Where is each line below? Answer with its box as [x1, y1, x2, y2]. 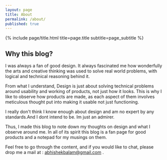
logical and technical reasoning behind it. [5, 73, 90, 79]
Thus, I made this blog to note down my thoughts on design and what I [5, 123, 150, 130]
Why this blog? [5, 49, 53, 58]
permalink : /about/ [5, 16, 46, 21]
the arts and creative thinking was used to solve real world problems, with [5, 68, 157, 74]
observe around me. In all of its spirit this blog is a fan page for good [5, 129, 146, 135]
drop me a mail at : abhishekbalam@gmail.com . [5, 149, 104, 155]
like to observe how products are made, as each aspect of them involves [5, 93, 155, 100]
